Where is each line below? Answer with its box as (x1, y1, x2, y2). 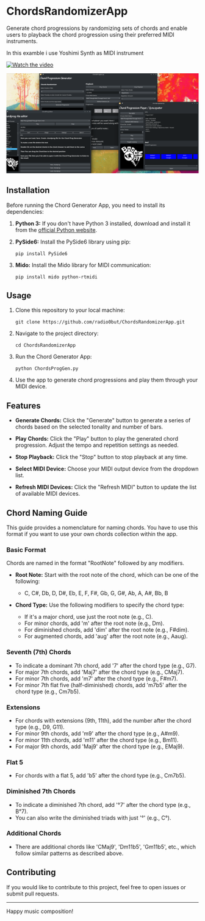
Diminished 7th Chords (6, 787, 76, 796)
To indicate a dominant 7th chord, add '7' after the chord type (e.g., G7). (15, 662, 196, 669)
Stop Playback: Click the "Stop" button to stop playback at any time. (15, 453, 188, 461)
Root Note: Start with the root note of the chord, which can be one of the (15, 571, 199, 579)
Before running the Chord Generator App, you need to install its (6, 201, 165, 209)
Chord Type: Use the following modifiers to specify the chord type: (15, 601, 185, 609)
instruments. (6, 37, 38, 45)
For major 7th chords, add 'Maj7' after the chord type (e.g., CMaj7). (15, 668, 184, 676)
